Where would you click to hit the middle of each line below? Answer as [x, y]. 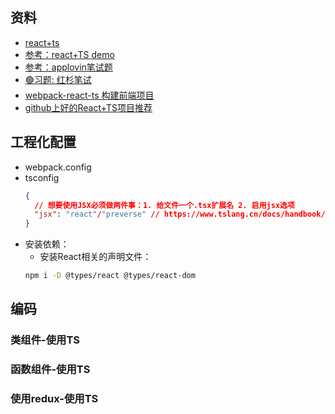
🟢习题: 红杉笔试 [58, 79]
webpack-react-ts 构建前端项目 [89, 95]
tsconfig [42, 177]
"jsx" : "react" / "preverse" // [97, 214]
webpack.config [58, 167]
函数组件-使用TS [50, 370]
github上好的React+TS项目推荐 [88, 107]
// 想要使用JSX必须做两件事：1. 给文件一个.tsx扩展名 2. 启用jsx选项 [164, 205]
